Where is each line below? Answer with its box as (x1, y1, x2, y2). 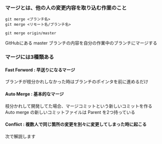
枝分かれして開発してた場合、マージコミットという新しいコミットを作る (5, 103, 153, 109)
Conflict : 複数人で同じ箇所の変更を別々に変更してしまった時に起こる (5, 121, 147, 127)
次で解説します (5, 133, 36, 139)
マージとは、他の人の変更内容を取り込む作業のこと (5, 4, 127, 11)
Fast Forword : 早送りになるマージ (5, 67, 75, 73)
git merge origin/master (5, 31, 56, 36)
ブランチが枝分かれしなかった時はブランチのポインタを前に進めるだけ (5, 79, 149, 85)
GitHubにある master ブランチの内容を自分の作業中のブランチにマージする (5, 40, 158, 46)
